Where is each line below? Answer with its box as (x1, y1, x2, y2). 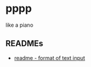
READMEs (5, 39, 44, 49)
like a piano (5, 21, 34, 28)
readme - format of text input (14, 54, 85, 61)
